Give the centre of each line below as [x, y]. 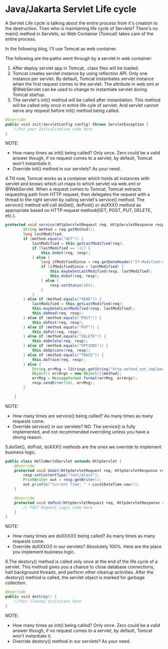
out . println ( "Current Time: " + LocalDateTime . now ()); [81, 484]
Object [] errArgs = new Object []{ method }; [77, 373]
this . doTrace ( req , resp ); [59, 359]
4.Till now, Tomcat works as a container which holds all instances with [77, 178]
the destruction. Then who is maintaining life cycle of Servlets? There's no [82, 28]
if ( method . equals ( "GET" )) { [53, 239]
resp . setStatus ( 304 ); [72, 285]
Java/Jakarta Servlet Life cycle [71, 9]
